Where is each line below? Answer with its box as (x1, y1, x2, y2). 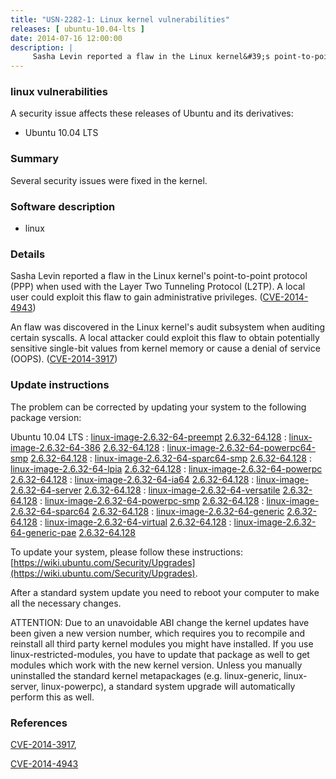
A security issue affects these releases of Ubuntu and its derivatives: (10, 107, 294, 120)
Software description (10, 199, 116, 213)
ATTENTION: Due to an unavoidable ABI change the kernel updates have (10, 616, 310, 628)
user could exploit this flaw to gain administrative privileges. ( (10, 291, 263, 303)
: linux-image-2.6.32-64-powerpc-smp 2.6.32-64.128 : (39, 494, 265, 506)
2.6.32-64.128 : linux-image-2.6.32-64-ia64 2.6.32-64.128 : (10, 473, 255, 485)
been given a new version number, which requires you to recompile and (10, 627, 306, 639)
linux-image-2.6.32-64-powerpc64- (166, 441, 316, 453)
